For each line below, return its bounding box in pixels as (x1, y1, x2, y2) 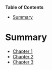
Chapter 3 (12, 59, 34, 65)
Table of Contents (5, 5, 44, 10)
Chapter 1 (12, 48, 33, 54)
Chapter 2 (12, 53, 34, 59)
